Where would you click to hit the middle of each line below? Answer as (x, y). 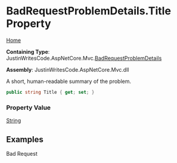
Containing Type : (28, 51)
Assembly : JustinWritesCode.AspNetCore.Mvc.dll (68, 69)
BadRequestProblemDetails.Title (89, 11)
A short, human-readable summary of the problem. (69, 81)
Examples (25, 139)
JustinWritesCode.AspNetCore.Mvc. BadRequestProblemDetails (84, 58)
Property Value (29, 107)
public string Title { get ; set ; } (50, 92)
